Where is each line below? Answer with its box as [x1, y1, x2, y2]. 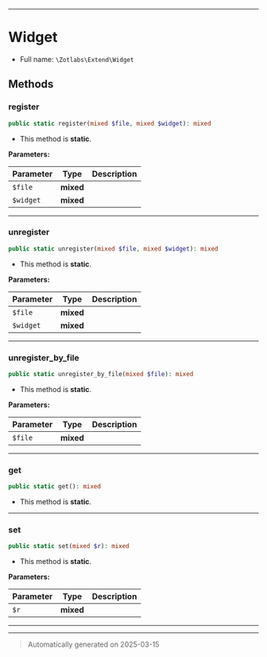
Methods [8, 77, 54, 91]
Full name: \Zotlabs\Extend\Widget [19, 54, 134, 64]
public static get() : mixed [8, 483, 102, 491]
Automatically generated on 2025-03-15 [27, 640, 160, 649]
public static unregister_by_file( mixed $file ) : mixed [8, 370, 194, 378]
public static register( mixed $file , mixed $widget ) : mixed [8, 119, 212, 127]
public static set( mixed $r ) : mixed [8, 542, 130, 550]
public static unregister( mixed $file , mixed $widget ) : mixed [8, 244, 219, 253]
